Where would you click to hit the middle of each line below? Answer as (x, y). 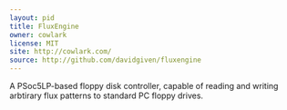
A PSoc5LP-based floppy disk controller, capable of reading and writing (144, 86)
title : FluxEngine (44, 26)
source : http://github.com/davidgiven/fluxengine (106, 60)
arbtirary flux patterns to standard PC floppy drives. (106, 95)
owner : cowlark (38, 35)
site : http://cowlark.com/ (61, 52)
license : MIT (34, 43)
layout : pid (32, 18)
